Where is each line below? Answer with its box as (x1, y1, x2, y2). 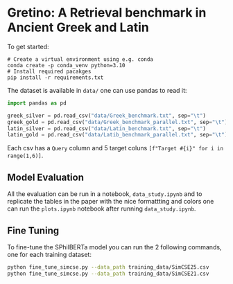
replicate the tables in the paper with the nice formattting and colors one (7, 197, 214, 206)
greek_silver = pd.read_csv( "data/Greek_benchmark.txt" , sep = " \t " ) (7, 112, 207, 119)
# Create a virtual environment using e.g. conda (7, 55, 154, 63)
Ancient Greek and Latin (7, 19, 149, 35)
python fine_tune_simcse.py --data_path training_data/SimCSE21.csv (7, 270, 209, 277)
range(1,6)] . (7, 151, 44, 160)
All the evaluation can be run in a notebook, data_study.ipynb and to (7, 190, 202, 198)
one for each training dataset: (7, 250, 92, 258)
